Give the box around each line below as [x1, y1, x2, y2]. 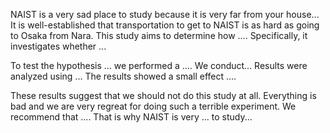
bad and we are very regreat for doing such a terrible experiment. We [10, 100, 297, 112]
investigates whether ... [10, 40, 107, 52]
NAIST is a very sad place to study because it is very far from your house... [10, 9, 320, 20]
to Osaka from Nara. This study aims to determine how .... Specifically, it [10, 30, 308, 41]
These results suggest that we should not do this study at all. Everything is [10, 90, 317, 101]
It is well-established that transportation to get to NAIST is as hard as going [10, 19, 320, 31]
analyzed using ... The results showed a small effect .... [10, 70, 237, 82]
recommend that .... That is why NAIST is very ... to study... [10, 111, 253, 123]
